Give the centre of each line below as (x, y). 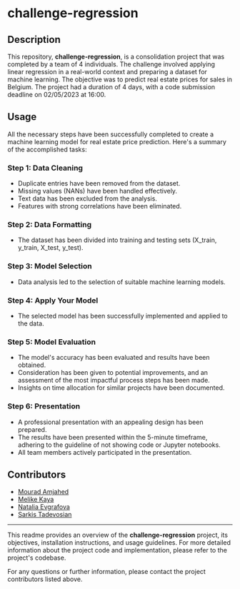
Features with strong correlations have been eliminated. (100, 206)
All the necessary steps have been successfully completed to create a (111, 134)
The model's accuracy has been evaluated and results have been (114, 358)
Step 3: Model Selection (50, 266)
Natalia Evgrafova (44, 507)
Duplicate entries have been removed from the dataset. (99, 183)
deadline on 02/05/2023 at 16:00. (57, 95)
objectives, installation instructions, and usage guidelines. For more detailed (119, 543)
